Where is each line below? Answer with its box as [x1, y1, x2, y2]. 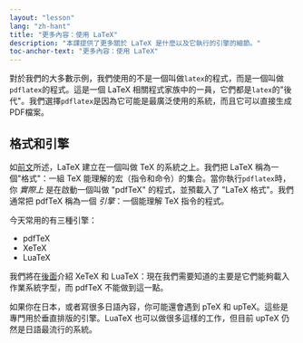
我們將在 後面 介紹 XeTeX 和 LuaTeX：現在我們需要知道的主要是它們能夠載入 [9, 271, 290, 281]
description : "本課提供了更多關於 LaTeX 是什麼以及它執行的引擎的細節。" [9, 38, 261, 48]
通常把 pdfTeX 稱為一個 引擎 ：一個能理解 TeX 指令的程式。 [9, 195, 230, 206]
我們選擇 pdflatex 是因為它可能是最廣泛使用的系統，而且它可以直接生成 [28, 96, 292, 107]
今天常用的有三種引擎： [9, 214, 97, 225]
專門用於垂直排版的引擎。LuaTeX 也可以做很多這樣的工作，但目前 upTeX [9, 312, 279, 323]
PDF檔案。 [9, 107, 50, 118]
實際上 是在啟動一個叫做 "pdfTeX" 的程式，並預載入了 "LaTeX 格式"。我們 [19, 184, 295, 195]
